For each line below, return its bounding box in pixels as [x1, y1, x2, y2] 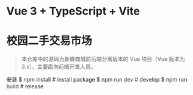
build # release [6, 83, 44, 90]
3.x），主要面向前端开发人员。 [21, 63, 96, 71]
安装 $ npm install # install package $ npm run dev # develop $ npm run [6, 76, 188, 83]
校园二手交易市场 [6, 34, 93, 48]
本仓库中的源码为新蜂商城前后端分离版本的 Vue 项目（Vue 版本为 [21, 55, 185, 63]
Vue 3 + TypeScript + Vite [6, 4, 140, 18]
